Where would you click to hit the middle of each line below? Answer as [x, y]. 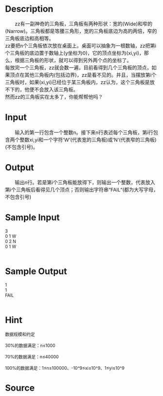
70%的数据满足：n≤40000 [32, 357]
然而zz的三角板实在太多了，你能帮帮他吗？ [54, 97]
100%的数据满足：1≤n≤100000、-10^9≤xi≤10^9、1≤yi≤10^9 [65, 368]
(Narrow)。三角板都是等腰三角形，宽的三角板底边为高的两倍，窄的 [81, 31]
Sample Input [32, 217]
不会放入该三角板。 [56, 90]
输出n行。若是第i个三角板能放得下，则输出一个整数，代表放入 [85, 183]
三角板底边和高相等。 [30, 38]
